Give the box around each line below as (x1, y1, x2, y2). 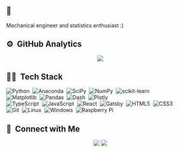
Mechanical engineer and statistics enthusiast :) (6, 21, 124, 29)
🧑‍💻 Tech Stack (6, 72, 63, 82)
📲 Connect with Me (6, 123, 81, 134)
